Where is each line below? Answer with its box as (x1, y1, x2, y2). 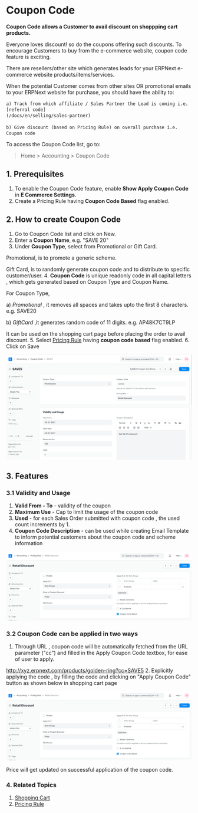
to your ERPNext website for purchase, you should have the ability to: (6, 88, 174, 96)
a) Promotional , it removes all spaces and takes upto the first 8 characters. (6, 301, 189, 308)
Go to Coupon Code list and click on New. (14, 230, 116, 237)
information (14, 540, 43, 547)
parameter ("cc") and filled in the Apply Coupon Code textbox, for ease (14, 650, 188, 657)
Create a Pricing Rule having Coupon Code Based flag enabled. (14, 197, 170, 204)
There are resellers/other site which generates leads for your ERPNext (6, 64, 177, 71)
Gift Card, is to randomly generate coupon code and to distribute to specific (6, 265, 190, 273)
